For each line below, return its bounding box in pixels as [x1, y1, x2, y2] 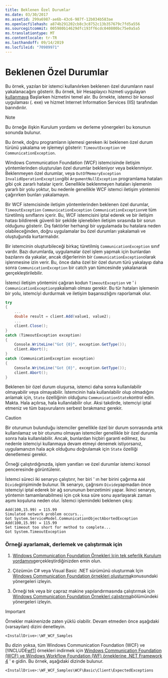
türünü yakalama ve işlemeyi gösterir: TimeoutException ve [5, 144, 126, 150]
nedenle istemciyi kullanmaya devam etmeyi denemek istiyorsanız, [5, 441, 143, 447]
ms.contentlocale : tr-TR [5, 36, 57, 41]
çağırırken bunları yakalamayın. [5, 192, 70, 198]
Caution [5, 415, 22, 421]
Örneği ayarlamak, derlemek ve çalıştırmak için [5, 541, 123, 548]
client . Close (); [14, 323, 49, 328]
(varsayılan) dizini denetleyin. [5, 623, 66, 629]
